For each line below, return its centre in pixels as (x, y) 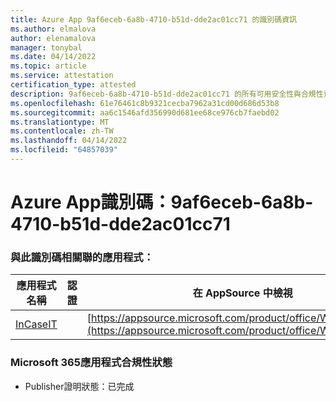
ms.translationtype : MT (60, 122)
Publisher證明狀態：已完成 (79, 386)
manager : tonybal (46, 47)
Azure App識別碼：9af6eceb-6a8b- (162, 202)
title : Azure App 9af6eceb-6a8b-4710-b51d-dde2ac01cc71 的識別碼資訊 (153, 19)
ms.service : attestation (62, 76)
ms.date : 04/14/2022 (53, 57)
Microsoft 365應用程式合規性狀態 (91, 363)
